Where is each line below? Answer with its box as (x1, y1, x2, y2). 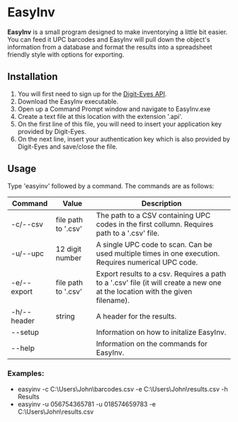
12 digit (55, 244, 81, 253)
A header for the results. (96, 311, 177, 321)
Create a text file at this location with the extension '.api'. (17, 112, 183, 120)
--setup (11, 327, 40, 337)
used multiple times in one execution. (96, 249, 220, 258)
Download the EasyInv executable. (17, 97, 119, 105)
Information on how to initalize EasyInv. (96, 327, 227, 337)
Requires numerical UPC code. (96, 257, 198, 267)
